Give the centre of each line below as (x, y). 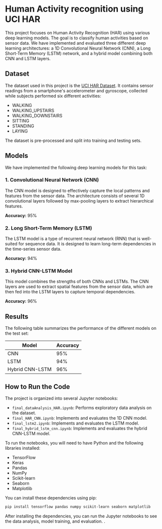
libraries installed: (23, 448)
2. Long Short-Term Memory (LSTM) (49, 228)
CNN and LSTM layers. (28, 58)
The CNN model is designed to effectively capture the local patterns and (77, 190)
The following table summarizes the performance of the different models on (81, 328)
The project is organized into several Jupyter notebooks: (62, 398)
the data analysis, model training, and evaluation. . (55, 521)
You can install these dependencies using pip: (51, 498)
